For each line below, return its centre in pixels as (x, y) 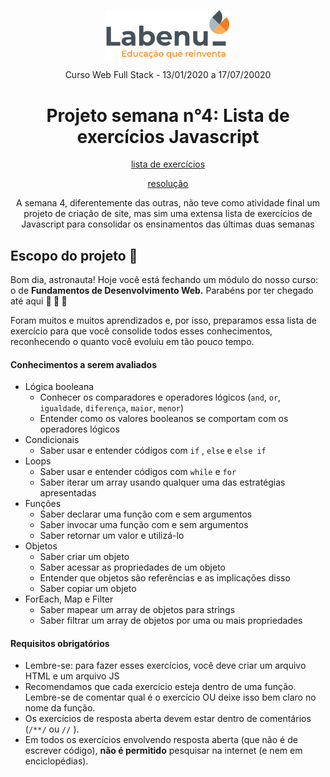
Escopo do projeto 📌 (74, 255)
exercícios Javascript (168, 136)
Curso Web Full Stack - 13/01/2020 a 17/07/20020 (168, 75)
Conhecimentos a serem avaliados (83, 364)
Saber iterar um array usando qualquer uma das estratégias (162, 482)
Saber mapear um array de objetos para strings (137, 610)
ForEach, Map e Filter (69, 599)
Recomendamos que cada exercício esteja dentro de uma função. (160, 687)
